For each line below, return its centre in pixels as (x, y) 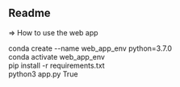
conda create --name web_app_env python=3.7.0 (90, 48)
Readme (29, 13)
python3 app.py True (43, 74)
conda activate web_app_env (57, 56)
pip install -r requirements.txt (57, 65)
